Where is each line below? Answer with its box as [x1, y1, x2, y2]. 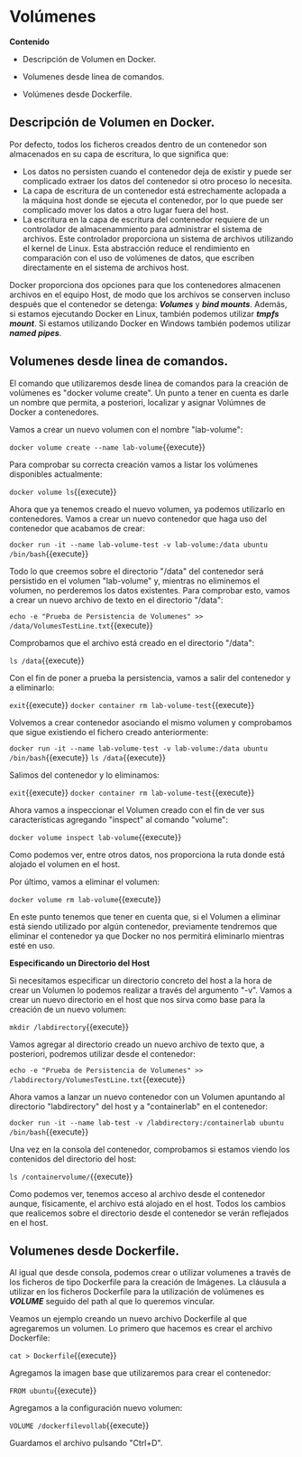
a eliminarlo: [9, 682, 55, 693]
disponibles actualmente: [9, 468, 103, 480]
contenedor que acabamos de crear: [9, 522, 146, 534]
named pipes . [9, 327, 62, 338]
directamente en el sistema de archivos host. [22, 262, 189, 273]
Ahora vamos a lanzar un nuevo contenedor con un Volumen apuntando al [9, 1091, 286, 1102]
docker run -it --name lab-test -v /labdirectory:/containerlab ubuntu [9, 1118, 284, 1127]
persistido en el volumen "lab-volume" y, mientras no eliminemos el [9, 575, 260, 586]
